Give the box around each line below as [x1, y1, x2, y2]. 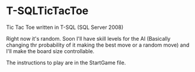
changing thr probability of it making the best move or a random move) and [6, 41, 190, 48]
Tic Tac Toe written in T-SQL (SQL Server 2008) [6, 24, 124, 31]
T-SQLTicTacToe [6, 4, 89, 18]
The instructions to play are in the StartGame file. [6, 59, 126, 66]
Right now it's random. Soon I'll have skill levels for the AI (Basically [6, 35, 171, 42]
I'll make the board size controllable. [6, 47, 95, 54]
